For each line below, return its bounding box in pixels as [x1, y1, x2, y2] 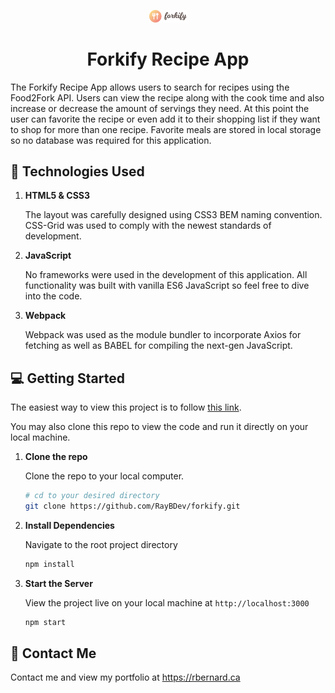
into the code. [24, 290, 83, 302]
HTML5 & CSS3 [24, 190, 91, 202]
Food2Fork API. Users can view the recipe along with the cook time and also [10, 91, 325, 104]
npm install [24, 559, 75, 569]
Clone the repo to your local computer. [24, 470, 185, 482]
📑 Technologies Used [10, 163, 145, 180]
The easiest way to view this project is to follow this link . [10, 401, 242, 414]
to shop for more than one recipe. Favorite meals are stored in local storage [10, 123, 322, 135]
